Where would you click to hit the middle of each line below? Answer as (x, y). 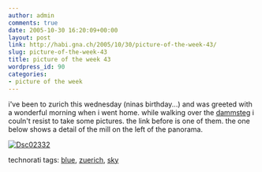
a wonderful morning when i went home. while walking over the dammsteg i (131, 112)
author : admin (32, 15)
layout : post (30, 37)
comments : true (33, 23)
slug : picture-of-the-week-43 (58, 52)
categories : (28, 74)
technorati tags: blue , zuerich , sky (64, 159)
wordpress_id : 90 (37, 67)
